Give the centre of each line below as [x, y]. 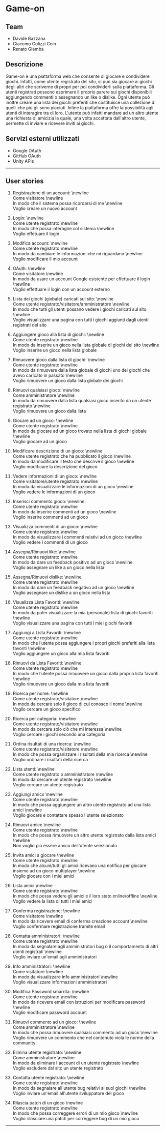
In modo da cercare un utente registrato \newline [62, 779]
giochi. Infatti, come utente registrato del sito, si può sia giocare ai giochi [79, 81]
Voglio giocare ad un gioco [40, 442]
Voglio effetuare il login [36, 234]
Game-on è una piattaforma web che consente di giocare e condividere [78, 76]
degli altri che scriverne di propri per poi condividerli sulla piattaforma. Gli [80, 87]
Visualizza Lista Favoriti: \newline [46, 602]
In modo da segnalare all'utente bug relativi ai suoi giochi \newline [79, 1088]
